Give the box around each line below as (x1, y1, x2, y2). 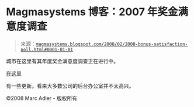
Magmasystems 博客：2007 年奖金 (6, 5, 178, 19)
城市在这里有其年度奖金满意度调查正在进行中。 (6, 58, 119, 65)
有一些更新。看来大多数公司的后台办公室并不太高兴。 (6, 82, 134, 89)
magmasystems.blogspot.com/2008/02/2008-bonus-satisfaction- (36, 41, 188, 47)
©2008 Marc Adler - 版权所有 (6, 94, 78, 102)
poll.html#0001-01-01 (20, 47, 73, 52)
